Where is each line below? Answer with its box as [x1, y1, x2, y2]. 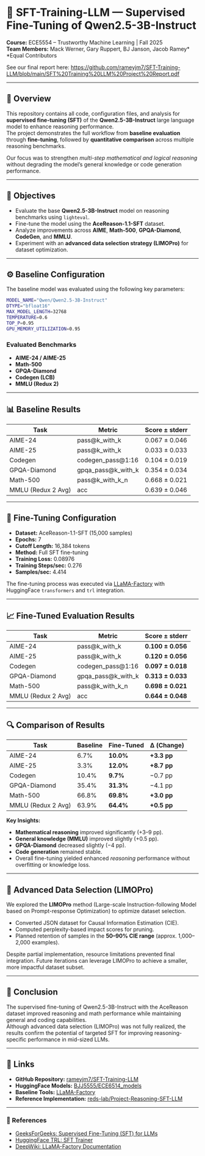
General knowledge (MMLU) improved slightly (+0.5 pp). [15, 835, 159, 843]
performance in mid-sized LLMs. [27, 1036, 110, 1043]
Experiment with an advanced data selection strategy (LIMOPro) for [15, 239, 189, 246]
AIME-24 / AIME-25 [15, 354, 66, 361]
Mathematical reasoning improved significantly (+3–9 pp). [15, 829, 164, 836]
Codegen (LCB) [15, 373, 55, 381]
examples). [31, 938, 60, 946]
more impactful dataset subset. [6, 963, 85, 971]
